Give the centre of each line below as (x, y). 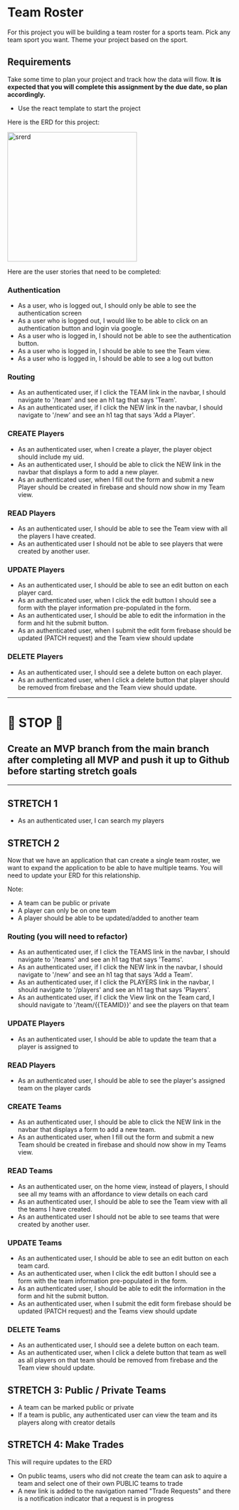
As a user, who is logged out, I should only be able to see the (107, 306)
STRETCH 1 (33, 803)
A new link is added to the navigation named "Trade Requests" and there (124, 1491)
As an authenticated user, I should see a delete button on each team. (118, 1345)
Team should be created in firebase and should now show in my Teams (122, 1145)
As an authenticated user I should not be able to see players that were (120, 543)
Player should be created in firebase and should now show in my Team (121, 487)
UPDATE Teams (35, 1242)
